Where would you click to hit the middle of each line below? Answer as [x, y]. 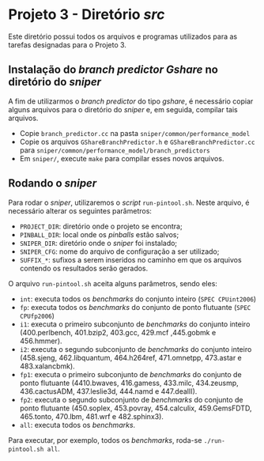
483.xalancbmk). [47, 366]
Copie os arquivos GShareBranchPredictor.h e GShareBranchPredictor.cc [137, 142]
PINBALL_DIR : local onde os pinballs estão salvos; [99, 234]
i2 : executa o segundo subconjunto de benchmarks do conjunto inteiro [136, 349]
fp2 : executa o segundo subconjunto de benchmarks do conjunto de [131, 399]
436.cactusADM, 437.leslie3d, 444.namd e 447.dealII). [108, 391]
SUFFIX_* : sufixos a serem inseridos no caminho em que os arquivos [131, 259]
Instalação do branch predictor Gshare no [113, 70]
